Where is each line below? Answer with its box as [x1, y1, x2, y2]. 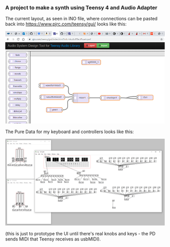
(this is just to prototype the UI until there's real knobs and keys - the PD [5, 231, 156, 237]
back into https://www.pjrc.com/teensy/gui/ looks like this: [5, 21, 127, 27]
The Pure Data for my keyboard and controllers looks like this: [5, 129, 134, 135]
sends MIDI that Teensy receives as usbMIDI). [5, 236, 101, 242]
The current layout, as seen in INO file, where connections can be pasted [5, 16, 158, 22]
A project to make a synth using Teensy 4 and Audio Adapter [5, 4, 158, 11]
